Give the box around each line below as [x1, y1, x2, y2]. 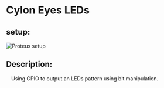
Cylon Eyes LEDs [6, 4, 90, 17]
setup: [6, 27, 30, 37]
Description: [6, 59, 53, 69]
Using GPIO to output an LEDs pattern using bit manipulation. [11, 75, 159, 82]
